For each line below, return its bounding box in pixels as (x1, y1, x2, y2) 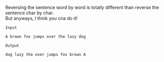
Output (5, 43, 19, 48)
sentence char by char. (5, 10, 54, 16)
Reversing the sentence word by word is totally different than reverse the (5, 5, 159, 10)
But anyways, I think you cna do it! (5, 15, 78, 21)
